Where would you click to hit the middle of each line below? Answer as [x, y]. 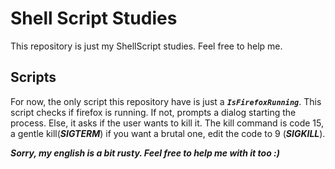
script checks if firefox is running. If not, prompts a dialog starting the [153, 112]
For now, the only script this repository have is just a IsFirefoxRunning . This [166, 101]
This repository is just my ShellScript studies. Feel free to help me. [146, 46]
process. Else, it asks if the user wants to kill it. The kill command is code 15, [167, 123]
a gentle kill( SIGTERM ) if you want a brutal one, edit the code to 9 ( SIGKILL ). [168, 133]
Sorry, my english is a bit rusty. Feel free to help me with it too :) [145, 153]
